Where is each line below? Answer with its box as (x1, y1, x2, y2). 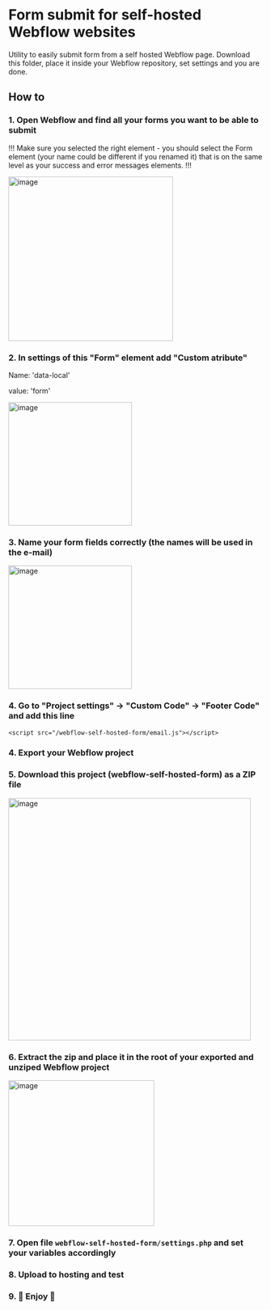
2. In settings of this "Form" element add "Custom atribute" (8, 352, 248, 363)
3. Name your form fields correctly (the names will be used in (8, 536, 253, 548)
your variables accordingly (8, 1247, 116, 1258)
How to (8, 91, 45, 104)
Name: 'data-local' (8, 370, 70, 379)
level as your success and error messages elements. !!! (8, 160, 192, 170)
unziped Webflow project (8, 1062, 110, 1073)
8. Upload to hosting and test (8, 1269, 125, 1280)
